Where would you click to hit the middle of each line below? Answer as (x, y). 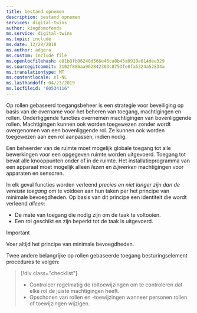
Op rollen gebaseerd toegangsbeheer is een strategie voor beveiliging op (95, 105)
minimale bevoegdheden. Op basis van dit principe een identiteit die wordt (96, 197)
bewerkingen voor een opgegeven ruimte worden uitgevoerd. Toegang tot (96, 154)
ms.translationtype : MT (35, 72)
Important (18, 232)
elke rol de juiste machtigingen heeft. (74, 291)
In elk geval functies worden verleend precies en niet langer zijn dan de (93, 184)
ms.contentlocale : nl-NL (37, 77)
